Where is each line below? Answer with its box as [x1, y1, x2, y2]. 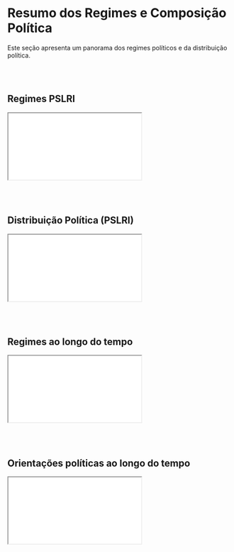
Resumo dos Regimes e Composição [7, 5, 227, 21]
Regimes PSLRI [7, 93, 76, 105]
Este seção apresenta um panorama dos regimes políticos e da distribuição [7, 43, 228, 52]
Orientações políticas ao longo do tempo [7, 457, 191, 469]
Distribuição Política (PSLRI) [7, 214, 134, 226]
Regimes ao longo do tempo [7, 336, 133, 348]
